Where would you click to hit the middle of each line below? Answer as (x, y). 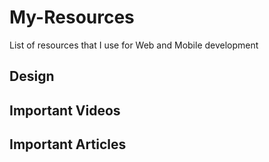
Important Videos (65, 110)
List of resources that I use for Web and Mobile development (134, 45)
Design (32, 76)
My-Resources (72, 17)
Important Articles (68, 144)
